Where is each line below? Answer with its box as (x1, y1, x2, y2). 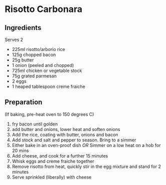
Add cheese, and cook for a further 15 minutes (12, 152, 108, 158)
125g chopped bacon (12, 51, 56, 57)
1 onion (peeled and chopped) (12, 62, 74, 68)
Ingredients (5, 23, 42, 32)
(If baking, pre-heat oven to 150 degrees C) (5, 111, 94, 117)
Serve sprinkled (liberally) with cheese (12, 174, 92, 180)
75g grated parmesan (12, 73, 57, 78)
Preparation (5, 98, 43, 106)
